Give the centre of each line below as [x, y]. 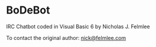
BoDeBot [28, 10]
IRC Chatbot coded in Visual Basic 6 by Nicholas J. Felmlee [78, 26]
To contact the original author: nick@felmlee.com [66, 38]
